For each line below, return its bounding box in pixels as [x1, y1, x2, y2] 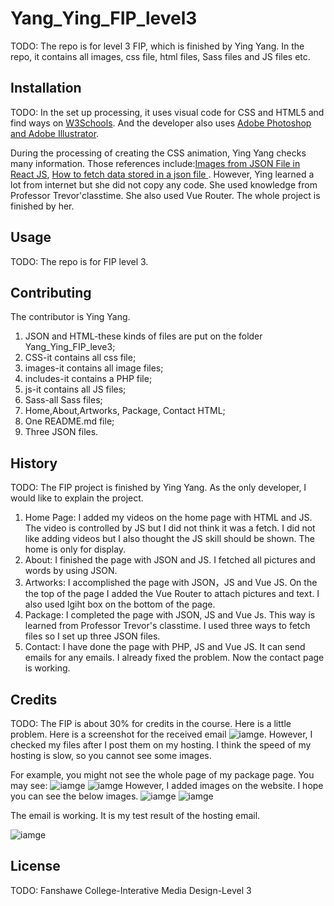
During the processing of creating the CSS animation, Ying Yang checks [10, 147, 307, 159]
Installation [10, 80, 82, 97]
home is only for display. [24, 543, 127, 556]
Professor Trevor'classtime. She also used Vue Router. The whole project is [10, 189, 321, 201]
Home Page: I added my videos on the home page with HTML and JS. [24, 512, 313, 524]
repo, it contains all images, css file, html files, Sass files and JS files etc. [10, 50, 311, 62]
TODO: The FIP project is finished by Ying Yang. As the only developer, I [10, 482, 307, 494]
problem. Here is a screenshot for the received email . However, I [10, 728, 313, 740]
